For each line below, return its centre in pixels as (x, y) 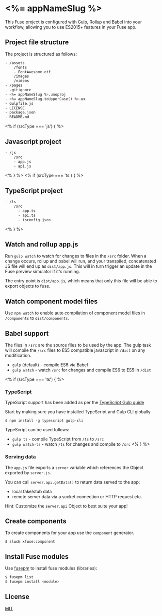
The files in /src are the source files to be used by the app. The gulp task (78, 345)
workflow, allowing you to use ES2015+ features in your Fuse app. (71, 27)
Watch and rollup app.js (42, 245)
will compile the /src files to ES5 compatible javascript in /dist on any (75, 350)
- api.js (23, 166)
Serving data (21, 457)
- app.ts (27, 211)
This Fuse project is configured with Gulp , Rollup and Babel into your (73, 22)
